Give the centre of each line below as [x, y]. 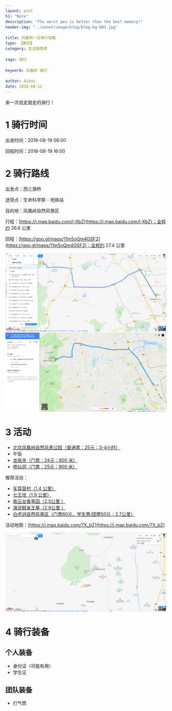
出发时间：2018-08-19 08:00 [36, 140]
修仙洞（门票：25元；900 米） [45, 466]
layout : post [19, 11]
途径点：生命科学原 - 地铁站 [35, 199]
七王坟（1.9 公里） [32, 495]
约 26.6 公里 [18, 228]
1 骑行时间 [26, 125]
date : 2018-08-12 [24, 87]
